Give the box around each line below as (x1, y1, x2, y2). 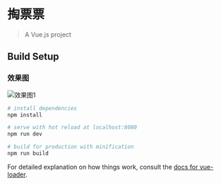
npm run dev (7, 131, 42, 138)
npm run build (7, 150, 49, 157)
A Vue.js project (24, 30, 72, 39)
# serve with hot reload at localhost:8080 (7, 124, 138, 131)
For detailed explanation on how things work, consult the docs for (7, 162, 198, 171)
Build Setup (7, 51, 59, 63)
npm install (7, 111, 42, 119)
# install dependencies (7, 105, 78, 112)
